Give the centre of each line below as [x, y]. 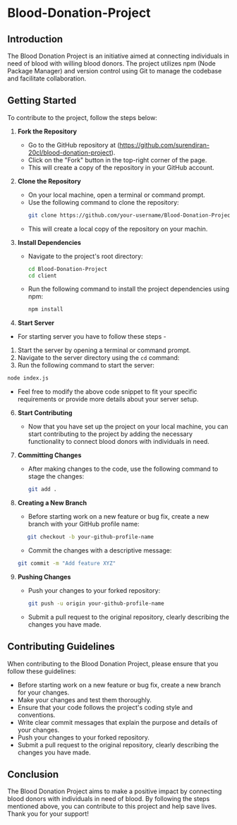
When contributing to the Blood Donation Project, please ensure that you [113, 663]
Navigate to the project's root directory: [85, 256]
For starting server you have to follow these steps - [92, 337]
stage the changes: [56, 476]
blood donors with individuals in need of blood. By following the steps [109, 799]
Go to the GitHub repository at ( [74, 145]
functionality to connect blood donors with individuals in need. [119, 442]
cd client [43, 276]
